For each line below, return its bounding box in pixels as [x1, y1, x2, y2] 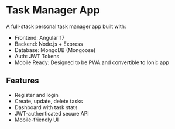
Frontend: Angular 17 [14, 34, 65, 41]
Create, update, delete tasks [14, 97, 83, 104]
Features [6, 76, 39, 86]
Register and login [14, 91, 59, 98]
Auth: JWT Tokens [14, 53, 60, 60]
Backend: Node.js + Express [14, 40, 83, 47]
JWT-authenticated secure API [14, 110, 89, 117]
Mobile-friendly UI [14, 116, 59, 123]
